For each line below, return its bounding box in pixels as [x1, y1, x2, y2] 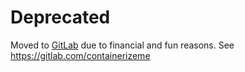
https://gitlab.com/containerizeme [10, 49, 151, 61]
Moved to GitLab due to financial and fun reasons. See [10, 39, 235, 51]
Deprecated [10, 6, 111, 29]
